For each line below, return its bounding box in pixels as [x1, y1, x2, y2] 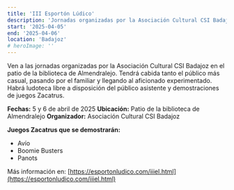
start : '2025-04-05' [7, 23, 68, 30]
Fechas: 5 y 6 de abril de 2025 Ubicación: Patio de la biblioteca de [7, 105, 200, 113]
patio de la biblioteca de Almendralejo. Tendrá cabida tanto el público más [7, 69, 220, 77]
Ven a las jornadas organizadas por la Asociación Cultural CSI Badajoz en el [7, 62, 225, 70]
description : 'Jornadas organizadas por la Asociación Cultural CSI [7, 17, 210, 24]
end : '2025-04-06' [7, 29, 61, 37]
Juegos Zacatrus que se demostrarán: [7, 126, 120, 134]
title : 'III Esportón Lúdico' [7, 10, 95, 17]
